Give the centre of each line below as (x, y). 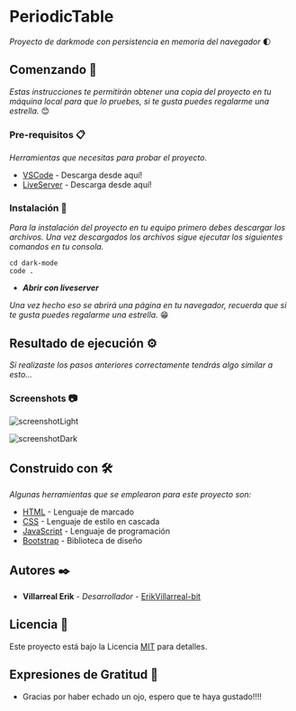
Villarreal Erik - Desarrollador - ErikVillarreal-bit (111, 597)
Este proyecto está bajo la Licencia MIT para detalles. (108, 646)
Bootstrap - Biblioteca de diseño (82, 541)
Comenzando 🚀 (53, 70)
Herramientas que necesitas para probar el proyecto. (108, 158)
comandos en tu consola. (57, 247)
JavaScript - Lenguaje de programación (96, 531)
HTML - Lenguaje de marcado (78, 512)
